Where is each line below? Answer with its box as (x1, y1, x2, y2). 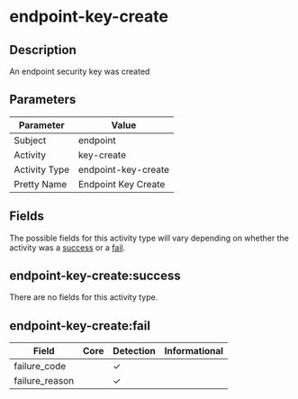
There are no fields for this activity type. (9, 292, 158, 303)
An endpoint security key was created (9, 66, 150, 77)
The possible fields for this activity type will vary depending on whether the (9, 232, 290, 243)
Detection (112, 345, 156, 358)
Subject (14, 133, 47, 146)
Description (9, 42, 77, 58)
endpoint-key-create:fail (9, 318, 151, 333)
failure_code (14, 360, 67, 373)
